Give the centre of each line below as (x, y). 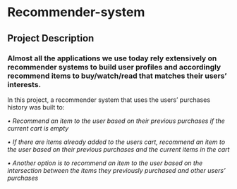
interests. (24, 84)
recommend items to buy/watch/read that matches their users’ (117, 76)
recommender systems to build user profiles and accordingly (114, 67)
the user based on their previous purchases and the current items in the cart (119, 149)
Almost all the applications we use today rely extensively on (112, 58)
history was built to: (36, 107)
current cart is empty (38, 128)
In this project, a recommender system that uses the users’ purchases (109, 100)
